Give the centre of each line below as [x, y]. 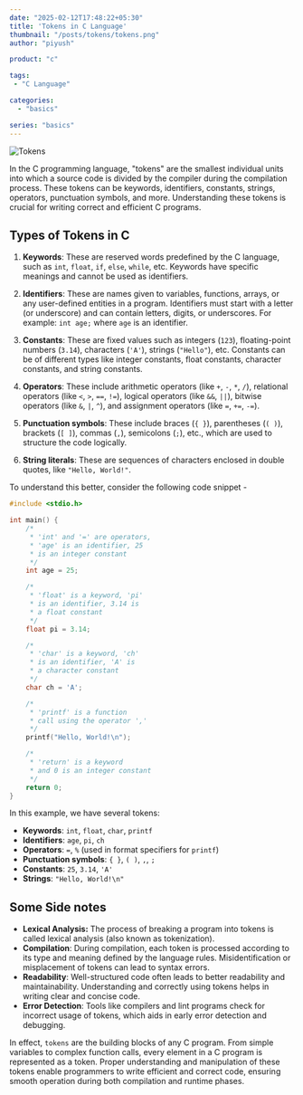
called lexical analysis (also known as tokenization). [118, 938]
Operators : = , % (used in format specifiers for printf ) [121, 850]
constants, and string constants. [82, 369]
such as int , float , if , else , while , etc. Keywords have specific [141, 267]
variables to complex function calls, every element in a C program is [136, 1052]
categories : [32, 100]
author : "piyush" [42, 43]
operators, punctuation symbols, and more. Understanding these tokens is [148, 197]
